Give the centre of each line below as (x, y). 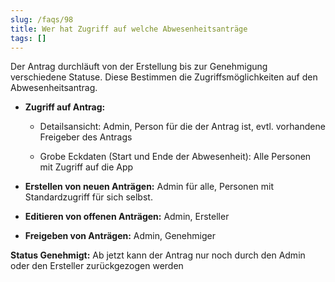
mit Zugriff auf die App (86, 167)
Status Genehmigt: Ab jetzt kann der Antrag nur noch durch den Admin (158, 255)
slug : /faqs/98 (42, 19)
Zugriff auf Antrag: (65, 107)
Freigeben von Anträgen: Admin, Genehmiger (120, 236)
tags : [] (28, 38)
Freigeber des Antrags (86, 137)
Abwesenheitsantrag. (54, 88)
